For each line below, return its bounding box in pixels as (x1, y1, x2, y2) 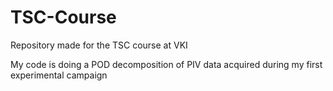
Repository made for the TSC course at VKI (10, 39, 188, 51)
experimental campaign (10, 69, 108, 81)
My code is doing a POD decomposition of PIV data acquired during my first (10, 58, 323, 70)
